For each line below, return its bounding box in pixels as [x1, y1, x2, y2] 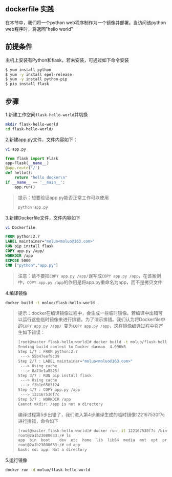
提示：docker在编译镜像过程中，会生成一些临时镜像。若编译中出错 [17, 310, 159, 316]
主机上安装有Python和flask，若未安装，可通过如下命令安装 [5, 57, 130, 63]
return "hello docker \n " [14, 175, 68, 181]
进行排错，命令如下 [17, 418, 59, 424]
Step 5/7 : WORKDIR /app [17, 396, 71, 402]
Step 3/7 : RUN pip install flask [17, 373, 92, 378]
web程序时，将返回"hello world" [5, 26, 73, 32]
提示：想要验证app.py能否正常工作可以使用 [17, 194, 109, 201]
